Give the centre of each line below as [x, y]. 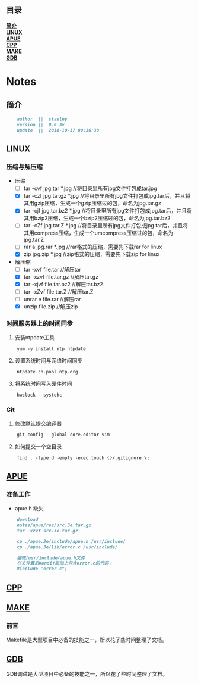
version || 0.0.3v [41, 124]
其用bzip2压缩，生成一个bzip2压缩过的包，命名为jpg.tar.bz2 [97, 218]
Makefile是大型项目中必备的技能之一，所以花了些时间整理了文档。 [87, 640]
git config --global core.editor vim [63, 435]
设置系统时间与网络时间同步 [49, 361]
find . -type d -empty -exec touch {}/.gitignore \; [83, 458]
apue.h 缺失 [29, 509]
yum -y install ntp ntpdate [51, 349]
